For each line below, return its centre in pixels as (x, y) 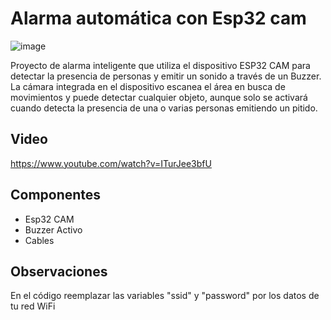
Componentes (56, 195)
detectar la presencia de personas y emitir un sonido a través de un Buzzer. (166, 76)
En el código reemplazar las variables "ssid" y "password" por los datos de (165, 296)
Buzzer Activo (53, 229)
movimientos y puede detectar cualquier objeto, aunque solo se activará (159, 97)
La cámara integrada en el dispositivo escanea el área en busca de (148, 86)
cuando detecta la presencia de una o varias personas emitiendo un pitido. (164, 108)
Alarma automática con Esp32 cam (158, 18)
